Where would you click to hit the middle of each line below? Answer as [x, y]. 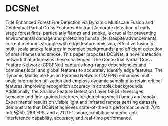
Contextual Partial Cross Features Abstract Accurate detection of [72, 27]
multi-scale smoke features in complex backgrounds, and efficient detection [84, 49]
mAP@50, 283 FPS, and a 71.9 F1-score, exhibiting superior [67, 112]
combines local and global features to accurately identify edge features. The [84, 70]
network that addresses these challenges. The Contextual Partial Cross [79, 59]
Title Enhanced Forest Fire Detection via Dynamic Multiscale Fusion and [79, 22]
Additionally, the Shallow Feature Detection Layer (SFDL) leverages [74, 91]
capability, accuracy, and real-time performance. [82, 118]
